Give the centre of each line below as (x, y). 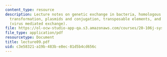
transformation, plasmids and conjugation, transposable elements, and (85, 19)
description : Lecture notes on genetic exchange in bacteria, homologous (83, 14)
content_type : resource (30, 10)
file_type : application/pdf (34, 33)
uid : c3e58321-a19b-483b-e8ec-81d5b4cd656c (51, 47)
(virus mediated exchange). (39, 24)
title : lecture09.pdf (28, 42)
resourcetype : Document (30, 38)
